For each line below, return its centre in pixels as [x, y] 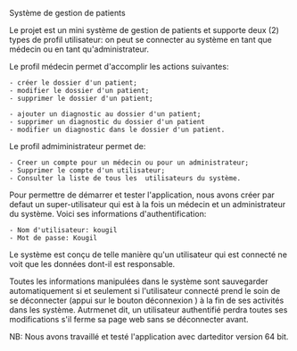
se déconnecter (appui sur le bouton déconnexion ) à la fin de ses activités [147, 300]
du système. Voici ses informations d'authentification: [108, 214]
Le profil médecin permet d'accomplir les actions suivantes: [119, 67]
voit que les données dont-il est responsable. [92, 264]
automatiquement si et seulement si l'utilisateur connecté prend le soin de [145, 291]
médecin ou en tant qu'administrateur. [79, 49]
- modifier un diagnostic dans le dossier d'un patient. [117, 130]
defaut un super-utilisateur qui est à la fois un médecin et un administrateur [148, 204]
